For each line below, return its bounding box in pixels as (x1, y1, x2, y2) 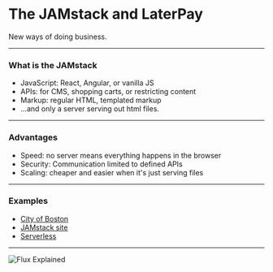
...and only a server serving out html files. (19, 104, 160, 114)
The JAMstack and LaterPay (8, 5, 203, 24)
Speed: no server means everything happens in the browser (19, 150, 222, 160)
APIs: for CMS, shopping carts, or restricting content (19, 87, 197, 97)
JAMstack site (19, 222, 68, 232)
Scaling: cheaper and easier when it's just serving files (19, 167, 204, 177)
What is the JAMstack (8, 59, 97, 71)
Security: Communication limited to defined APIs (19, 159, 183, 169)
